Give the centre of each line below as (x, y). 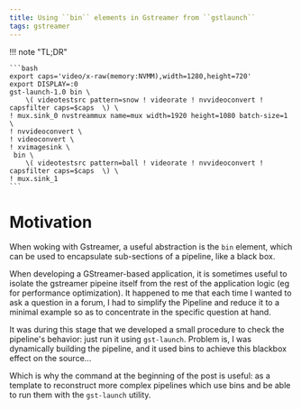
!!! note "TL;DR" (38, 51)
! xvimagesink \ (40, 147)
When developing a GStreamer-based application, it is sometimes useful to (148, 274)
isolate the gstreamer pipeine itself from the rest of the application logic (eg (150, 284)
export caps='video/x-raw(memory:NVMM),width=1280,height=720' (131, 76)
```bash (24, 68)
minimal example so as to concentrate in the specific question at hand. (141, 313)
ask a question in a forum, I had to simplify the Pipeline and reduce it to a (145, 303)
